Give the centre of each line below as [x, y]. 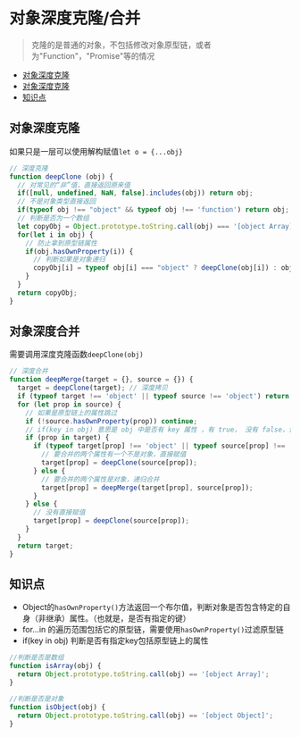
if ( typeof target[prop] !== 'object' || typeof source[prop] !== [159, 446]
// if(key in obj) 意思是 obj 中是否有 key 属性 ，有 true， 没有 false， [157, 430]
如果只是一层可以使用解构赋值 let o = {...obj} [96, 151]
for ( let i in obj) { [55, 234]
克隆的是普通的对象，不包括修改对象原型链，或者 [121, 45]
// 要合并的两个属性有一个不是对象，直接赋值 [114, 455]
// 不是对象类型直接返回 [57, 202]
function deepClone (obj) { [62, 176]
